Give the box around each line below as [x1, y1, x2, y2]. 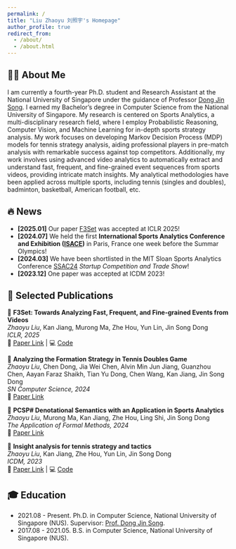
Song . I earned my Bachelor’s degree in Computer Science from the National [7, 103, 229, 111]
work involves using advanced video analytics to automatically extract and [7, 155, 223, 164]
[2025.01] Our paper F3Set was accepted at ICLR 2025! [17, 224, 181, 233]
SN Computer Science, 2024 [7, 385, 91, 393]
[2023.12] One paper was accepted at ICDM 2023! [17, 269, 165, 278]
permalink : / [7, 10, 46, 18]
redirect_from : [7, 30, 52, 37]
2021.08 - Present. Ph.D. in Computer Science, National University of [17, 512, 217, 520]
